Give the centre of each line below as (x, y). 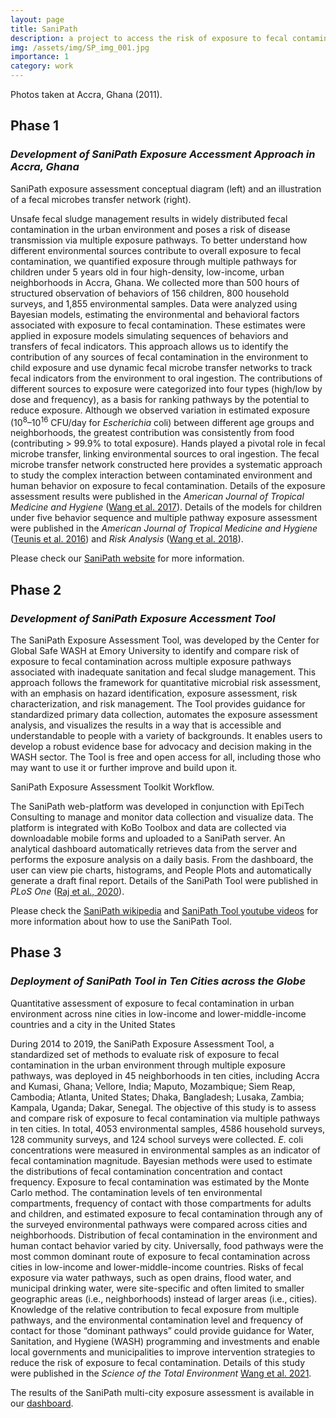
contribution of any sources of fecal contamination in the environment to (159, 357)
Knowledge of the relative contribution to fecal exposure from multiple (155, 1309)
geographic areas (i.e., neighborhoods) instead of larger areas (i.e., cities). (164, 1298)
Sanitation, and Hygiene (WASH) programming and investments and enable (165, 1341)
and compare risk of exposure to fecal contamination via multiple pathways (165, 1118)
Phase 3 (36, 952)
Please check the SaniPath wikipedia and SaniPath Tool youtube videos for (164, 911)
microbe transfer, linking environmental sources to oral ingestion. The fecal (165, 454)
